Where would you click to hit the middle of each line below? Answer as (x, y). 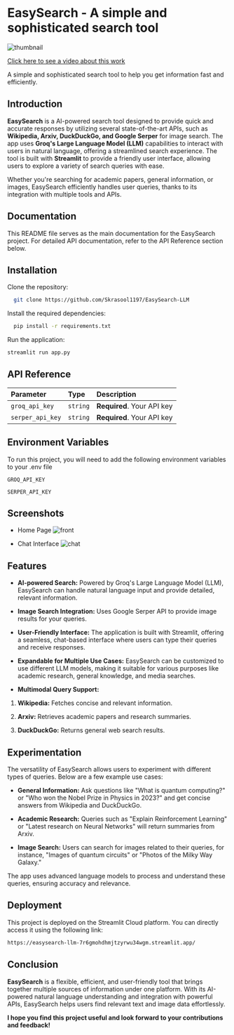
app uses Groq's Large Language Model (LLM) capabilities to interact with (115, 143)
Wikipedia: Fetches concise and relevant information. (95, 703)
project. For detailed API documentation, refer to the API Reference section (115, 241)
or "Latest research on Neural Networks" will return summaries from (116, 826)
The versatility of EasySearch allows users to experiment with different (109, 770)
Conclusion (33, 964)
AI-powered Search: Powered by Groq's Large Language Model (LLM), (121, 583)
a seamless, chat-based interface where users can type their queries (117, 640)
